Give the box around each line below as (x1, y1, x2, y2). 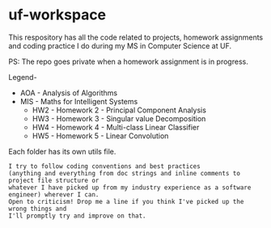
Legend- (8, 72, 38, 82)
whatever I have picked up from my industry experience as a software (8, 184, 252, 192)
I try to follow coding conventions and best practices (8, 162, 201, 171)
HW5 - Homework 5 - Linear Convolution (32, 131, 169, 141)
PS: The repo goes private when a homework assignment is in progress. (8, 57, 248, 66)
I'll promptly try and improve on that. (8, 212, 147, 220)
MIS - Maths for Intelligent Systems (19, 96, 138, 106)
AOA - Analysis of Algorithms (19, 87, 118, 98)
